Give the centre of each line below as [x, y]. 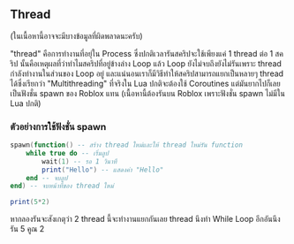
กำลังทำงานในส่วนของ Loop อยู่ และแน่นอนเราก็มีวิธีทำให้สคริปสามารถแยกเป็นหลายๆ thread [147, 73]
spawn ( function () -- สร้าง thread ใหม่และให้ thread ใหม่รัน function [127, 145]
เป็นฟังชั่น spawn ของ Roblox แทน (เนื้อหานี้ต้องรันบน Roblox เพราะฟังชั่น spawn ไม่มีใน [148, 93]
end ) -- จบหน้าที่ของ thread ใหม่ [62, 186]
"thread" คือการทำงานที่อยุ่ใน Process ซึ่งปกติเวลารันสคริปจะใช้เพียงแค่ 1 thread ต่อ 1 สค [147, 53]
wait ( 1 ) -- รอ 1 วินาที [79, 161]
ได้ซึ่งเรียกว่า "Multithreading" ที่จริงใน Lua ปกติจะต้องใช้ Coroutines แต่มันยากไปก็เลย [145, 83]
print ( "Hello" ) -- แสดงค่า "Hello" [103, 170]
